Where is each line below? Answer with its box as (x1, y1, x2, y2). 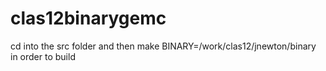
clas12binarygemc (10, 7, 167, 30)
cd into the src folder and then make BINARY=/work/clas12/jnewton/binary (10, 40, 317, 52)
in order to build (10, 50, 76, 62)
